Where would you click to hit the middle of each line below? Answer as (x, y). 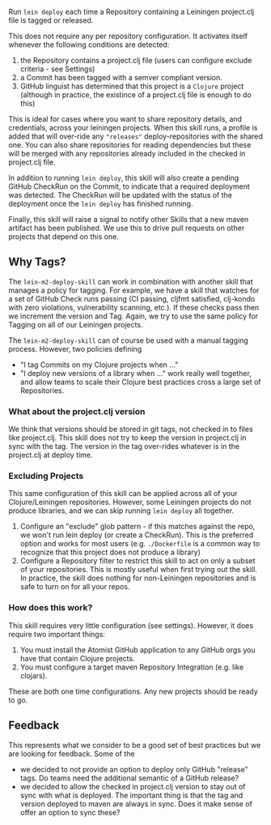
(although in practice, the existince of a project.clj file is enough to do (136, 95)
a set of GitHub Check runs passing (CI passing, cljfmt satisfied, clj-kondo (132, 298)
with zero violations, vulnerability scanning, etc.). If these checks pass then (134, 307)
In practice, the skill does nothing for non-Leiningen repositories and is (138, 578)
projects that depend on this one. (64, 237)
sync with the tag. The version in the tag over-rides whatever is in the (124, 447)
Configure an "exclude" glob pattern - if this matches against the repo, (138, 527)
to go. (18, 699)
